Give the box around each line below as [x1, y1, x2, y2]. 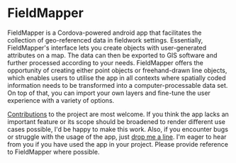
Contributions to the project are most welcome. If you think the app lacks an [7, 110, 229, 118]
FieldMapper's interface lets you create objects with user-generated [7, 43, 207, 52]
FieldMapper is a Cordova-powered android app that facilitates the [7, 28, 202, 37]
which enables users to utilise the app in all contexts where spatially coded [7, 73, 226, 82]
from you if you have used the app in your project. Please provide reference [7, 140, 229, 148]
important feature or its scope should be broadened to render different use [7, 117, 225, 125]
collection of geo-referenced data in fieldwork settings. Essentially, [7, 35, 203, 44]
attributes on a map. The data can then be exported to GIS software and [7, 51, 218, 60]
